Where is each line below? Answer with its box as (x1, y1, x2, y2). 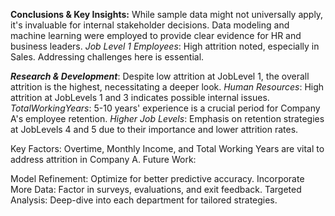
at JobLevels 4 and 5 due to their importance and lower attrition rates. (10, 124, 299, 135)
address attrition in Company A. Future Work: (10, 154, 197, 165)
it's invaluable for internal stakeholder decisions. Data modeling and (10, 19, 290, 31)
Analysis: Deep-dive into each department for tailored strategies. (10, 194, 278, 206)
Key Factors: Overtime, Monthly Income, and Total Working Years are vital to (10, 143, 325, 154)
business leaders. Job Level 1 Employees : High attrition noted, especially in (10, 40, 320, 52)
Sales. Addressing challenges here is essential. (10, 51, 205, 63)
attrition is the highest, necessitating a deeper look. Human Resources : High (10, 81, 325, 93)
